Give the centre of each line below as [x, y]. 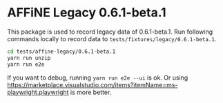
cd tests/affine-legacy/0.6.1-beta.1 [61, 51]
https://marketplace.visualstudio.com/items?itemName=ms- [93, 84]
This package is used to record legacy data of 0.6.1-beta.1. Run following [110, 32]
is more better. [91, 92]
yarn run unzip [29, 58]
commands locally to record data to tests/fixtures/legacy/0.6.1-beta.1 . [112, 38]
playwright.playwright [38, 92]
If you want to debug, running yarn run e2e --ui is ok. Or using [98, 78]
